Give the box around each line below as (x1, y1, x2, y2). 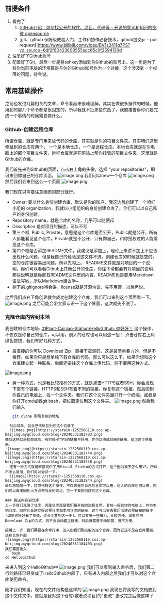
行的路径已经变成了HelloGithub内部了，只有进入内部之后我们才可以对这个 (5, 570, 152, 576)
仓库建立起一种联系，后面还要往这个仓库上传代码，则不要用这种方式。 (12, 360, 153, 366)
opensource (25, 31, 49, 36)
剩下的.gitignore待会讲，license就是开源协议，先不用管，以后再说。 (12, 284, 147, 290)
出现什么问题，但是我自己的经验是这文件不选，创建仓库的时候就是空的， (12, 254, 157, 260)
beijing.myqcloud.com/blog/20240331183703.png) (5, 432, 103, 437)
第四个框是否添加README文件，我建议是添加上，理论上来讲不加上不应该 (12, 247, 158, 253)
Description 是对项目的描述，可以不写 (12, 223, 88, 229)
